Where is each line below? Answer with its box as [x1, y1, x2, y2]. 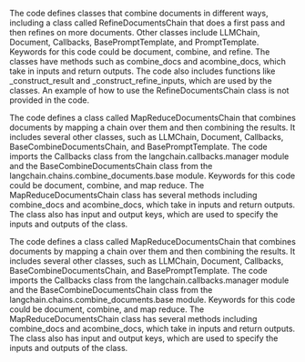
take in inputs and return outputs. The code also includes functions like [9, 65, 276, 76]
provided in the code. [9, 95, 89, 106]
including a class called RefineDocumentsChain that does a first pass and [9, 17, 285, 28]
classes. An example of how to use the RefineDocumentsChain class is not [9, 85, 290, 96]
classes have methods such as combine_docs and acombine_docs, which [9, 56, 287, 66]
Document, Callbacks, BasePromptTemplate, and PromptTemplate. [9, 36, 259, 47]
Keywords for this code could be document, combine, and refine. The [9, 46, 270, 57]
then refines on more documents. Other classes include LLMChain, [9, 27, 260, 37]
